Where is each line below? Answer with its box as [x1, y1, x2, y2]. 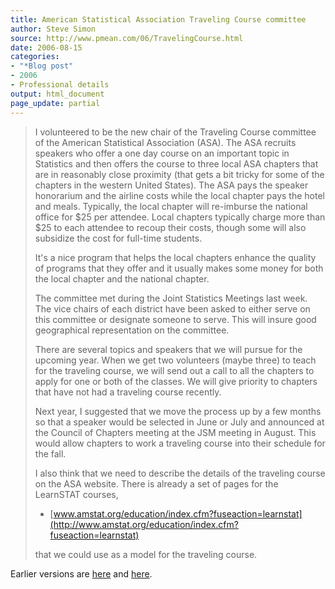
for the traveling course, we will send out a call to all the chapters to [34, 364, 315, 376]
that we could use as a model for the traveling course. [34, 548, 258, 560]
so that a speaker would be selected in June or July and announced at [34, 416, 325, 428]
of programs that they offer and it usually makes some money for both [34, 262, 324, 274]
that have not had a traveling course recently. [34, 386, 222, 398]
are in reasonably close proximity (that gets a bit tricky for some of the [34, 168, 325, 180]
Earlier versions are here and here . [10, 567, 153, 580]
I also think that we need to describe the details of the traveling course [34, 467, 326, 479]
